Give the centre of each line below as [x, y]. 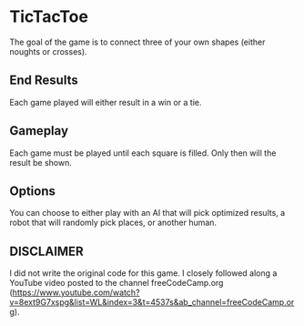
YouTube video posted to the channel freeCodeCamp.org [117, 283]
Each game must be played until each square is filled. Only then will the [143, 153]
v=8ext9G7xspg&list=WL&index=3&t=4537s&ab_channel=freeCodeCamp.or [152, 302]
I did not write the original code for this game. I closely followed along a [143, 273]
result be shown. [41, 162]
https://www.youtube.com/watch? [76, 292]
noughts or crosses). [49, 51]
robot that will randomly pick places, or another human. [113, 223]
